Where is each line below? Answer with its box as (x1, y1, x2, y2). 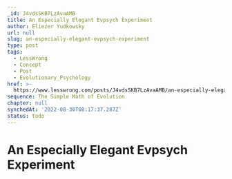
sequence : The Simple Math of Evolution (7, 94, 126, 101)
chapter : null (7, 100, 48, 107)
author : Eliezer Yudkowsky (7, 23, 85, 30)
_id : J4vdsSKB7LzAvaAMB (7, 10, 76, 17)
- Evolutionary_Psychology (13, 74, 91, 81)
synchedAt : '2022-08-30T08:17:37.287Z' (7, 106, 122, 113)
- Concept (13, 61, 41, 68)
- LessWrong (13, 55, 48, 62)
